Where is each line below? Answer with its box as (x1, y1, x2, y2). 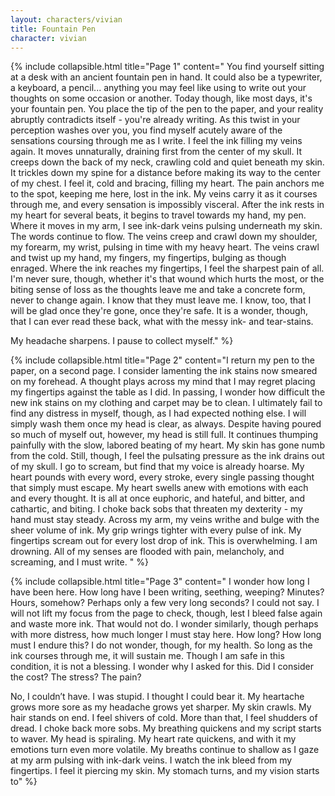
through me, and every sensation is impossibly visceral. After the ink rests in (10, 199, 325, 211)
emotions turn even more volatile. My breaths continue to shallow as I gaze (10, 744, 320, 756)
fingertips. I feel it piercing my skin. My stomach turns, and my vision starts (10, 765, 320, 777)
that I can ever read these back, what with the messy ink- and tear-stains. (10, 316, 314, 328)
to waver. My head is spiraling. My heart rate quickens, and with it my (10, 733, 297, 745)
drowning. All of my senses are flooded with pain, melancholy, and (10, 546, 285, 558)
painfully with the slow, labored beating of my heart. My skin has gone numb (10, 439, 325, 451)
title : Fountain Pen (10, 24, 97, 34)
